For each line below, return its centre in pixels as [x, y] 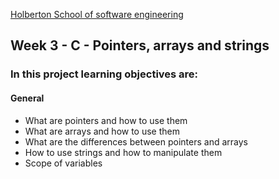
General [27, 98]
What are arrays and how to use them [102, 131]
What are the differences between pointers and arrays [136, 141]
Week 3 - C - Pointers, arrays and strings [140, 45]
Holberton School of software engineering [97, 14]
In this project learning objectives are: [104, 74]
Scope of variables [63, 163]
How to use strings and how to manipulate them [123, 152]
